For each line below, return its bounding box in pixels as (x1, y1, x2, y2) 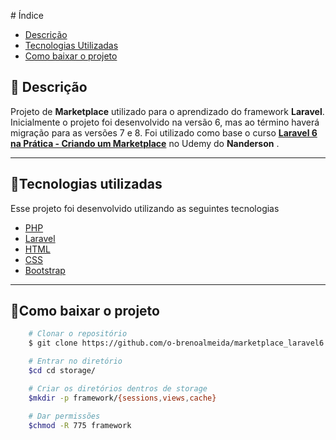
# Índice (10, 10, 44, 21)
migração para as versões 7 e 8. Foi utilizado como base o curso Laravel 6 (10, 126, 318, 139)
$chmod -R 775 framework (28, 420, 132, 430)
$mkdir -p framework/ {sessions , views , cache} (28, 393, 217, 403)
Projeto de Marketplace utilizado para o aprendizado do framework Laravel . (10, 105, 325, 117)
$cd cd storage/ (28, 366, 97, 376)
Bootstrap (24, 264, 66, 276)
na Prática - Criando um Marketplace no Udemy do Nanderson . (10, 137, 280, 149)
